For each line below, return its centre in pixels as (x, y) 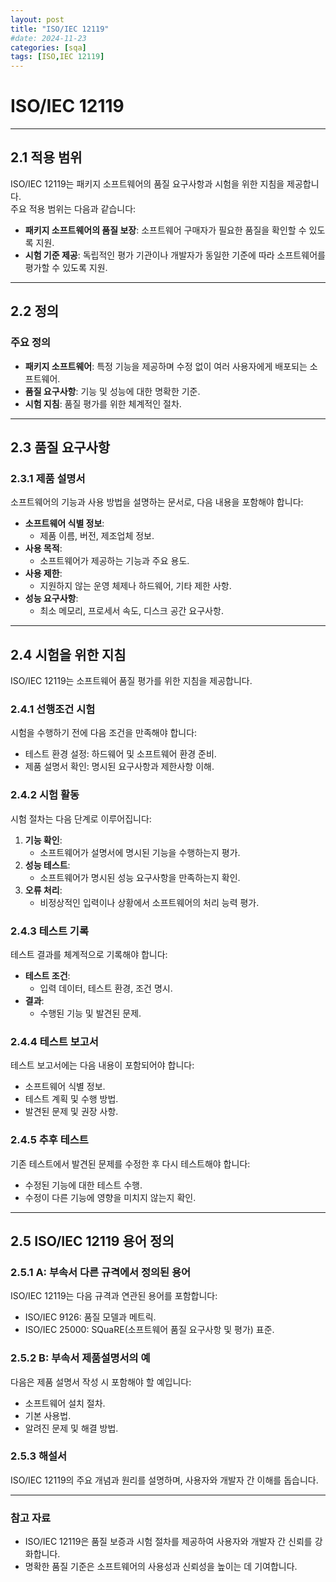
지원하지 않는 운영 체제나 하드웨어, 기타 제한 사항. (135, 586)
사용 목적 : (43, 548)
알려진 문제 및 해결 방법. (71, 1428)
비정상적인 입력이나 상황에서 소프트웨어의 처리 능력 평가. (149, 902)
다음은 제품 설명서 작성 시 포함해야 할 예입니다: (101, 1382)
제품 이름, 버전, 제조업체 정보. (97, 536)
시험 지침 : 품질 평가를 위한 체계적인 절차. (103, 403)
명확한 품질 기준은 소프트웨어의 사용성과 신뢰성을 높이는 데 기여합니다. (161, 1567)
